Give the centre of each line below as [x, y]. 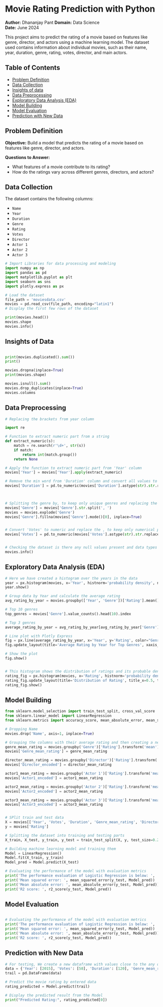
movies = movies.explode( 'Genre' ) [40, 512]
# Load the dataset [25, 295]
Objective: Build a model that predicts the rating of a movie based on [74, 142]
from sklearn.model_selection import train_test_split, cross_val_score [80, 711]
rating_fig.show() [24, 685]
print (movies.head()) [27, 318]
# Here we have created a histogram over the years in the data [71, 578]
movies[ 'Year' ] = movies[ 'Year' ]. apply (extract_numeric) [64, 473]
